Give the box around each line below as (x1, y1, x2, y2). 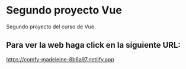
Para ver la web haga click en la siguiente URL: (6, 40, 181, 50)
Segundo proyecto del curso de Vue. (6, 23, 96, 30)
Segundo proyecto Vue (6, 4, 123, 17)
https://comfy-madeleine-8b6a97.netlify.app (6, 55, 114, 63)
